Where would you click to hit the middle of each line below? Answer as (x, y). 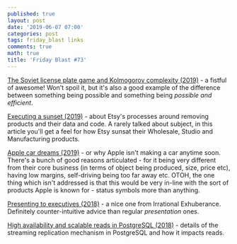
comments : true (30, 47)
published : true (31, 14)
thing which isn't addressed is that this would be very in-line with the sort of (118, 182)
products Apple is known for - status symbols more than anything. (104, 190)
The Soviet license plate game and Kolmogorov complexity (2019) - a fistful (117, 80)
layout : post (27, 21)
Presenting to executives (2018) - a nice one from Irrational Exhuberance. (114, 204)
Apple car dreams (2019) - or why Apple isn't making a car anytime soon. (114, 152)
